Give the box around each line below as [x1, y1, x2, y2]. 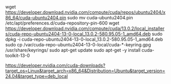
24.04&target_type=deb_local [5, 73, 68, 79]
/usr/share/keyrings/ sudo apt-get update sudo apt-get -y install [5, 47, 141, 53]
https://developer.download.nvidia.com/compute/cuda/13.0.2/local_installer [5, 25, 165, 32]
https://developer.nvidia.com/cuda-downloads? [5, 63, 106, 68]
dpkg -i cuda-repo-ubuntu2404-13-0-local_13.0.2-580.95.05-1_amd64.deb [5, 36, 163, 42]
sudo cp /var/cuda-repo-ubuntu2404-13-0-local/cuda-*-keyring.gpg [5, 42, 151, 47]
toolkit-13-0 [5, 52, 30, 59]
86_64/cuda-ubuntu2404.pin [5, 15, 67, 20]
